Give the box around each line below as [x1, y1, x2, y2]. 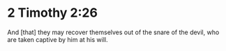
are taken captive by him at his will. [7, 35, 108, 43]
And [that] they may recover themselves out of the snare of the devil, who [7, 28, 220, 36]
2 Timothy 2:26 [7, 5, 98, 21]
